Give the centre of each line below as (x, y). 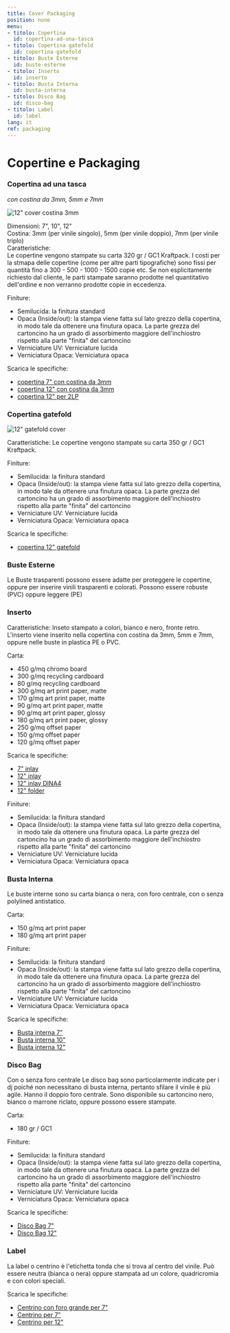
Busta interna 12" (41, 1047)
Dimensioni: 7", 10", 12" (39, 226)
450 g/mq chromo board (52, 669)
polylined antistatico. (37, 901)
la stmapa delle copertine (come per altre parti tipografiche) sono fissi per (112, 262)
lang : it (20, 122)
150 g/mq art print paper (51, 928)
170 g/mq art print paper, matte (61, 698)
